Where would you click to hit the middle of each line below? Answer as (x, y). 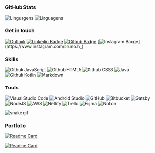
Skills (12, 59)
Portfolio (16, 126)
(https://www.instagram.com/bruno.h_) (44, 46)
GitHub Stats (21, 7)
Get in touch (20, 31)
